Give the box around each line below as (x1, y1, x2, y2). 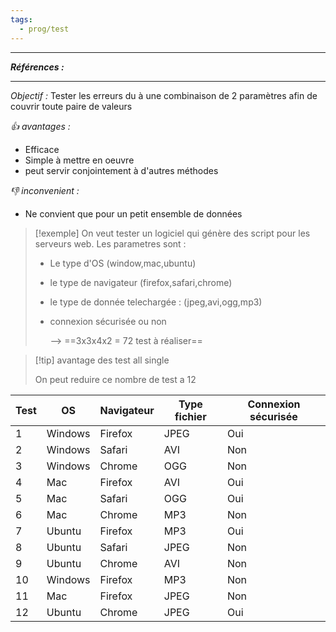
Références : (10, 61, 65, 73)
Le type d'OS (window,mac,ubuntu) (49, 257, 197, 269)
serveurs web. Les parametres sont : (34, 237, 187, 250)
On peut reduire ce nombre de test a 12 (34, 373, 197, 385)
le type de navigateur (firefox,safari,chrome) (49, 276, 233, 288)
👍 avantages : (10, 120, 71, 132)
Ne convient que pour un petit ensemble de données (24, 207, 243, 220)
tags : (10, 14, 33, 25)
